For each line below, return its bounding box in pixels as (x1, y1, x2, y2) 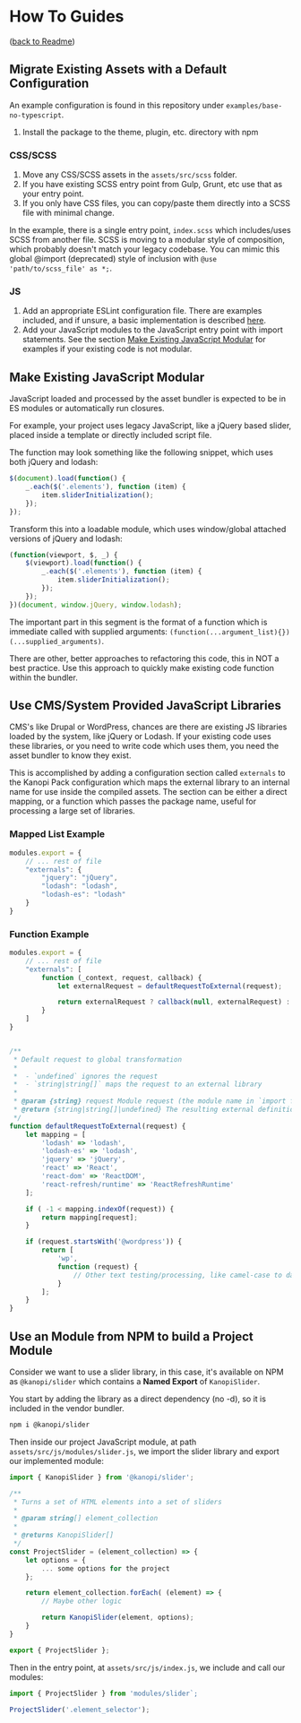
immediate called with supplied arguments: (9, 625, 168, 637)
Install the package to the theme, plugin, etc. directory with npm (21, 126, 259, 137)
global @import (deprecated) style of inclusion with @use (9, 254, 218, 264)
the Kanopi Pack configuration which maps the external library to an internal (9, 777, 290, 788)
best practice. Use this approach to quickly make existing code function (9, 662, 275, 673)
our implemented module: (9, 1455, 105, 1466)
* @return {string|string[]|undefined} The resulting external (13, 1105, 254, 1115)
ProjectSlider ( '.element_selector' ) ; (9, 1705, 150, 1714)
